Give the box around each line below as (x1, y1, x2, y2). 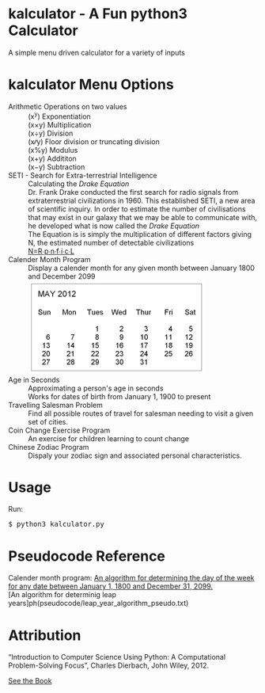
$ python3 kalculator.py (8, 520, 104, 529)
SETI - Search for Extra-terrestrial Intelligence (8, 170, 157, 180)
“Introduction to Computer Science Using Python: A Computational (8, 653, 226, 662)
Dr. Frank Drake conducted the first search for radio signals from (28, 187, 239, 196)
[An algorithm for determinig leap (8, 590, 117, 600)
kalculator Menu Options (8, 76, 174, 93)
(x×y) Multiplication (28, 120, 92, 129)
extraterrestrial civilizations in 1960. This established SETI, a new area (28, 196, 256, 205)
